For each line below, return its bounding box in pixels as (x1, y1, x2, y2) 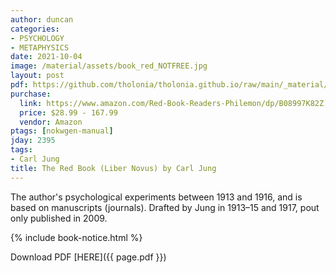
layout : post (10, 71, 65, 81)
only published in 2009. (10, 212, 108, 224)
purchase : (10, 89, 52, 99)
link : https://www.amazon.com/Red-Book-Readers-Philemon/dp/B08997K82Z (19, 98, 325, 108)
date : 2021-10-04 (10, 52, 83, 62)
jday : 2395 (10, 136, 56, 146)
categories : (10, 24, 60, 34)
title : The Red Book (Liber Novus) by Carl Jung (10, 163, 217, 173)
